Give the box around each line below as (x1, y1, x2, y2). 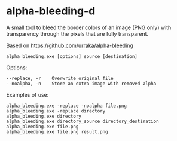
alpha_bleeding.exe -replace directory (6, 108, 106, 114)
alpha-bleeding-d (6, 4, 96, 18)
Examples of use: (6, 91, 49, 98)
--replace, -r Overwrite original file (6, 75, 114, 81)
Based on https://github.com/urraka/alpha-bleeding (6, 42, 133, 49)
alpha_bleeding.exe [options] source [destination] (6, 53, 138, 59)
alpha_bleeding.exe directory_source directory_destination (6, 118, 160, 124)
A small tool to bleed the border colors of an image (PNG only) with (6, 24, 172, 31)
